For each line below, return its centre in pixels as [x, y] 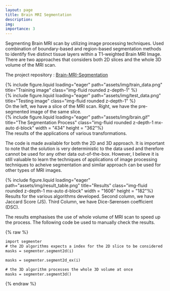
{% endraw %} [21, 284]
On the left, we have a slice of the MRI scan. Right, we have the [71, 106]
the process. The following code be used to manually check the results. [80, 222]
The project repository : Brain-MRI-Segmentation [57, 75]
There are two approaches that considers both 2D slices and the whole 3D [83, 60]
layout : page [19, 10]
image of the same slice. [55, 112]
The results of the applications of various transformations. [66, 133]
